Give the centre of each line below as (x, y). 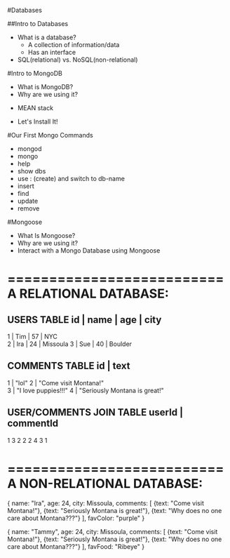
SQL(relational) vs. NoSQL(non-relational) (77, 60)
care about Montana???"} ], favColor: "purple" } (76, 518)
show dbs (32, 171)
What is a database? (47, 37)
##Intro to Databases (38, 24)
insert (26, 186)
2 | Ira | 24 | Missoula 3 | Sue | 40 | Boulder (69, 344)
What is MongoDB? (45, 87)
